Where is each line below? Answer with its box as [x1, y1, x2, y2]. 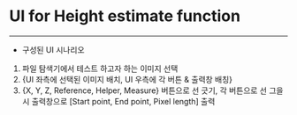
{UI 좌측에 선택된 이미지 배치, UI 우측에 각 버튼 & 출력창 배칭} [21, 74, 232, 84]
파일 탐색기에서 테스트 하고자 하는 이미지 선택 [21, 63, 179, 74]
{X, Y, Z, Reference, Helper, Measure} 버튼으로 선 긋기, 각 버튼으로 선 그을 [21, 85, 284, 96]
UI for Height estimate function [9, 6, 241, 26]
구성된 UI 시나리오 [21, 44, 86, 54]
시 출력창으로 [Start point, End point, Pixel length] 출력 [21, 96, 216, 106]
